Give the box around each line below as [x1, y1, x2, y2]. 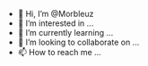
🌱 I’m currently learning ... [17, 28, 114, 37]
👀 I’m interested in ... [17, 18, 94, 29]
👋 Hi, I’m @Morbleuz [17, 9, 94, 19]
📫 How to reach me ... [17, 47, 101, 57]
